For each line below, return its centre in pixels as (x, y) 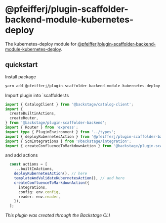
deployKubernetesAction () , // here (51, 174)
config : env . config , (39, 192)
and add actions (21, 155)
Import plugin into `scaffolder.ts (37, 95)
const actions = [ (29, 165)
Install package (21, 77)
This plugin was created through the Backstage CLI (58, 215)
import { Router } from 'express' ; (42, 127)
